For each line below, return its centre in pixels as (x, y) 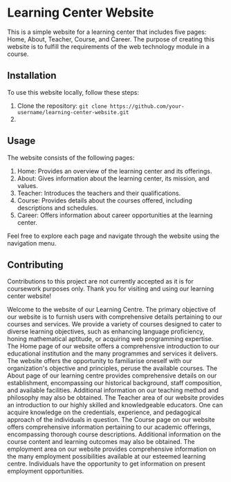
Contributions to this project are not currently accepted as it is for (100, 281)
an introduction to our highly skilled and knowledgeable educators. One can (115, 405)
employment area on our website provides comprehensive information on (112, 449)
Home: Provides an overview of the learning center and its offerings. (114, 171)
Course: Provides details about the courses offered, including (104, 200)
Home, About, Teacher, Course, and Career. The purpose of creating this (111, 39)
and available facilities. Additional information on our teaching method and (113, 390)
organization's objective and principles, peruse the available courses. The (112, 369)
